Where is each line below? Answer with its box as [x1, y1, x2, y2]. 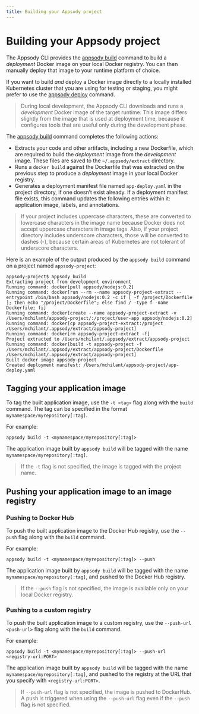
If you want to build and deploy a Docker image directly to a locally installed [6, 78, 192, 85]
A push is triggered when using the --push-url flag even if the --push [20, 695, 190, 702]
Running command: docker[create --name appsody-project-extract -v [6, 310, 177, 316]
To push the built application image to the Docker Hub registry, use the [6, 527, 179, 534]
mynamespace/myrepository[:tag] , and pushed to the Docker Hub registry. [6, 573, 186, 580]
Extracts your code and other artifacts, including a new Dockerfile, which [14, 144, 194, 152]
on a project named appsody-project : [6, 262, 97, 269]
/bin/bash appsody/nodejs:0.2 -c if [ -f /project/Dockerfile [35, 294, 193, 300]
